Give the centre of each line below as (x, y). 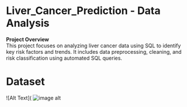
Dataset (25, 82)
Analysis (28, 23)
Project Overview (28, 39)
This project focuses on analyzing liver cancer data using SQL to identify (93, 46)
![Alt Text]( (19, 98)
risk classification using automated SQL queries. (64, 58)
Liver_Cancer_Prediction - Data (83, 11)
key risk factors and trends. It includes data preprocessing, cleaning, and (94, 51)
